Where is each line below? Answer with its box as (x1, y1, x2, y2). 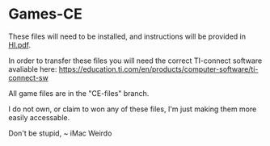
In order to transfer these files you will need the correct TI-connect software (8, 56, 263, 65)
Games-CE (8, 5, 83, 23)
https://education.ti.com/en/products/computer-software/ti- (58, 64, 259, 73)
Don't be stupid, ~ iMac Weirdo (8, 128, 112, 138)
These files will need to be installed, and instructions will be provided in (8, 31, 247, 41)
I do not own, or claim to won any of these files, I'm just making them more (8, 104, 257, 114)
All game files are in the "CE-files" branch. (8, 88, 150, 98)
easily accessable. (8, 112, 70, 122)
